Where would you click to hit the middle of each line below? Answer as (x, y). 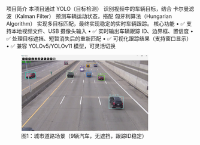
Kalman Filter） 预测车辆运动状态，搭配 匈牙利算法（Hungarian (94, 16)
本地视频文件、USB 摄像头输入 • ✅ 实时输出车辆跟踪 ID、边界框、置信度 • (102, 31)
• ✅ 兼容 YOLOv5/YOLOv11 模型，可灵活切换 (61, 46)
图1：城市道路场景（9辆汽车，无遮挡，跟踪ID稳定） (84, 136)
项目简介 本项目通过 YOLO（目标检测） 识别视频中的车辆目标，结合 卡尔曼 (98, 9)
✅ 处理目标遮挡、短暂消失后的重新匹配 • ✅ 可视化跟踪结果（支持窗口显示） (99, 38)
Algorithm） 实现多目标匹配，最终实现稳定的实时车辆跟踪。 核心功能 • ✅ (96, 24)
